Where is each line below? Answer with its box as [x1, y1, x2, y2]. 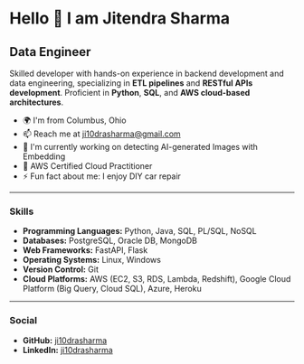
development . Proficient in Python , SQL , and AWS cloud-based [9, 88, 251, 98]
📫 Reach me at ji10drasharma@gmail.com [22, 128, 181, 139]
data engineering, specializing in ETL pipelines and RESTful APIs [9, 78, 253, 89]
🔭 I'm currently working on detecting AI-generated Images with [22, 142, 258, 152]
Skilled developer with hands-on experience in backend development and [9, 68, 285, 79]
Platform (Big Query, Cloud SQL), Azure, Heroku [22, 284, 202, 294]
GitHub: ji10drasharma [22, 334, 108, 346]
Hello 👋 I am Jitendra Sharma [9, 8, 231, 29]
